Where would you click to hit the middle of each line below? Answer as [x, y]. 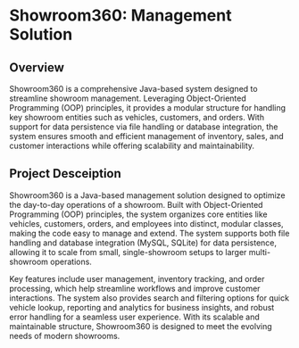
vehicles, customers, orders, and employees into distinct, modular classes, [146, 223]
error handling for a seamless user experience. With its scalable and [135, 317]
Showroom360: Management [120, 16]
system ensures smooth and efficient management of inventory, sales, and [146, 136]
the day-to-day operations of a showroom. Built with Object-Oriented [136, 204]
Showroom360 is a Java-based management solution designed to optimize [147, 195]
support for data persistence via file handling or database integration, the [144, 127]
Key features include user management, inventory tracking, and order [137, 278]
